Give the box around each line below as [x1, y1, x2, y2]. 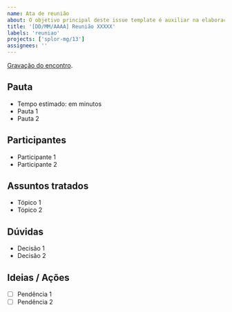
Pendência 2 [17, 298, 53, 306]
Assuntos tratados [7, 181, 89, 192]
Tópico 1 [17, 199, 41, 207]
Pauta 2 [17, 114, 39, 122]
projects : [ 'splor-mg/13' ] [7, 36, 85, 43]
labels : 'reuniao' [7, 29, 60, 37]
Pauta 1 [17, 107, 39, 115]
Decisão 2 [17, 252, 46, 260]
